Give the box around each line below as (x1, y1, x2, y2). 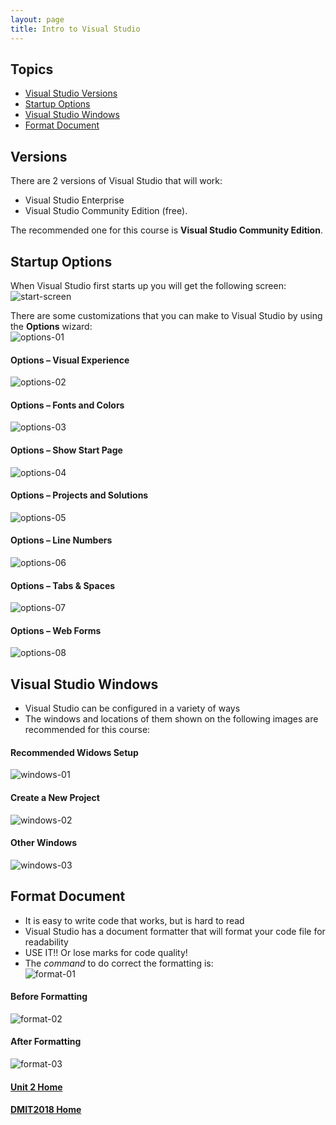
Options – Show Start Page (10, 444, 123, 456)
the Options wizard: (10, 320, 93, 332)
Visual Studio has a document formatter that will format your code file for (24, 925, 326, 937)
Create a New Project (10, 791, 100, 803)
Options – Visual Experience (10, 354, 130, 366)
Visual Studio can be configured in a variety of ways (24, 702, 241, 715)
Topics (10, 61, 54, 78)
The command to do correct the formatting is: (24, 957, 214, 969)
